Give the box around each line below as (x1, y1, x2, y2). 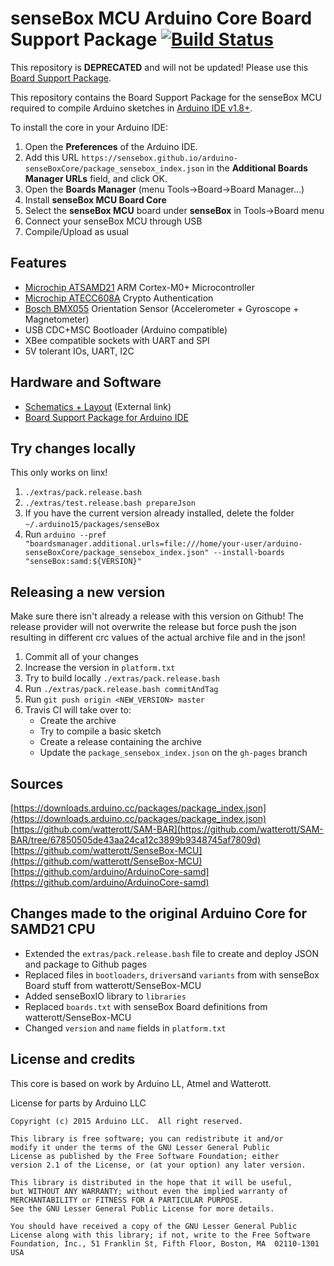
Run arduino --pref (24, 528, 107, 541)
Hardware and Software (10, 374, 162, 391)
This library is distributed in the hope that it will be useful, (10, 1177, 293, 1187)
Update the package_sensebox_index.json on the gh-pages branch (39, 747, 308, 759)
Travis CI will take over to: (24, 704, 132, 716)
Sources (10, 775, 64, 792)
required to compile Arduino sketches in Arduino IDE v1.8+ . (10, 102, 253, 114)
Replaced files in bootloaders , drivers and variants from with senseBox (24, 968, 320, 981)
